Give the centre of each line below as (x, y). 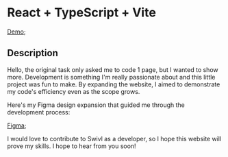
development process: (39, 112)
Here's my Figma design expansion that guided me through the (96, 105)
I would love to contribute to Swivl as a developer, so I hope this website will (114, 138)
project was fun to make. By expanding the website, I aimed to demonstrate (114, 84)
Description (33, 53)
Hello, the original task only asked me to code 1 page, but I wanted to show (113, 69)
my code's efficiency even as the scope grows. (74, 91)
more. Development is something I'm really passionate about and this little (111, 77)
